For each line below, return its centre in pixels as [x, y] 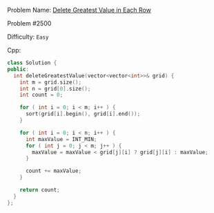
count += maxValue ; [53, 171]
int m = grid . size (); [50, 82]
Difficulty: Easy [28, 37]
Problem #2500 [29, 23]
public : [18, 69]
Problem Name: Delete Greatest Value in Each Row [79, 10]
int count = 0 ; [41, 95]
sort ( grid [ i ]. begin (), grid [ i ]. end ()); [82, 114]
